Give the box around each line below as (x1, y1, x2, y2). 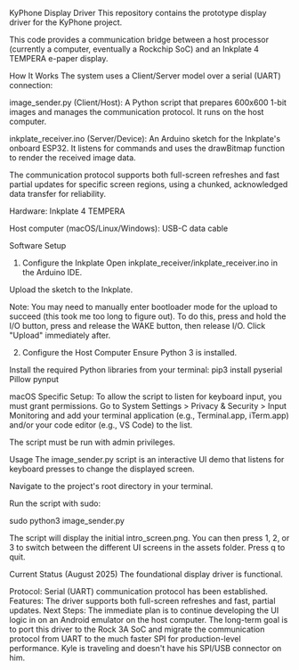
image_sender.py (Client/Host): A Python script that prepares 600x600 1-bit (9, 97, 287, 108)
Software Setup (9, 241, 67, 250)
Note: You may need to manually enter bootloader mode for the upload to (9, 302, 278, 312)
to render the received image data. (9, 152, 136, 163)
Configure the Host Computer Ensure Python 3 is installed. (21, 347, 238, 357)
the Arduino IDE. (21, 267, 83, 277)
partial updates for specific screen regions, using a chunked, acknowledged (9, 179, 288, 190)
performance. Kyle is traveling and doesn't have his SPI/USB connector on (9, 643, 282, 653)
